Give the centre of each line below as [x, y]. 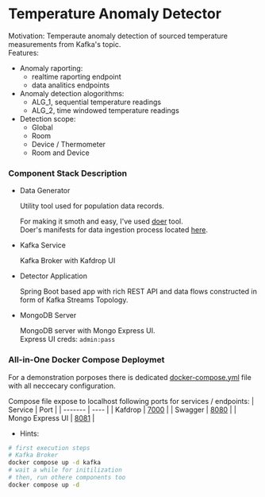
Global [42, 127]
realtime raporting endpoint [76, 76]
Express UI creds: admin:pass [67, 340]
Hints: [29, 433]
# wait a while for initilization [65, 470]
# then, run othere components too [67, 478]
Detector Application [53, 276]
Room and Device [60, 153]
